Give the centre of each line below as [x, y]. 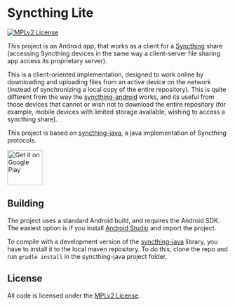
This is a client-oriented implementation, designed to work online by [106, 74]
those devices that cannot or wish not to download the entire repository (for [117, 104]
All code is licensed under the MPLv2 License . [74, 295]
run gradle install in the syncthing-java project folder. [87, 256]
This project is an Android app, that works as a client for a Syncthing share [115, 46]
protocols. [22, 140]
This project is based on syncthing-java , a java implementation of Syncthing [117, 133]
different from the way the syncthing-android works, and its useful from [111, 97]
